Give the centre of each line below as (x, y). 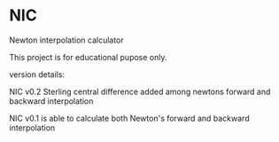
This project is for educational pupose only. (88, 57)
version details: (37, 74)
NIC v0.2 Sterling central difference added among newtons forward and (140, 91)
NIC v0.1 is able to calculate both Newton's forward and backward (129, 118)
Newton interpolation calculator (66, 40)
